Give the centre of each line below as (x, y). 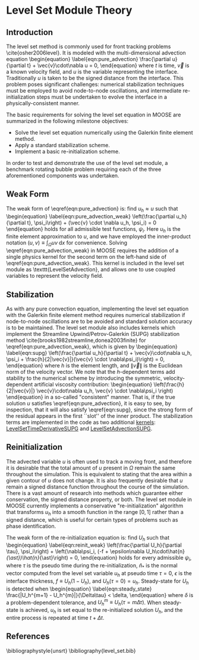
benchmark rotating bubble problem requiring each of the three (84, 169)
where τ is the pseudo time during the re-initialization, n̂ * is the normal (92, 566)
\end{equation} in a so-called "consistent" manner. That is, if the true (91, 397)
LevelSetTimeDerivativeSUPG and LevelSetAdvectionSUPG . (79, 429)
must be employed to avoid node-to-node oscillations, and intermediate (94, 91)
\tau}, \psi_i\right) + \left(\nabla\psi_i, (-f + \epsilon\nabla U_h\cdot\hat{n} (96, 551)
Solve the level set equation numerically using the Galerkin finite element (104, 132)
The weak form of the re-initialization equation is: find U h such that (88, 538)
